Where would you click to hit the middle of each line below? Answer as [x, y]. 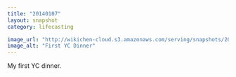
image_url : [23, 39]
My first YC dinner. [34, 66]
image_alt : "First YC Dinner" [52, 46]
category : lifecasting [40, 27]
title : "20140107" [34, 14]
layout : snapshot [33, 20]
